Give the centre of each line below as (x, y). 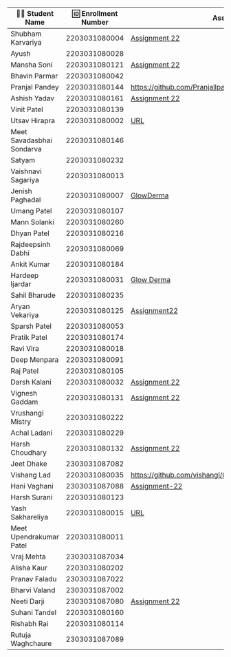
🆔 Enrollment (95, 13)
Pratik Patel (29, 337)
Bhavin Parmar (34, 76)
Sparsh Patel (31, 326)
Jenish (21, 191)
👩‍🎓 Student (35, 13)
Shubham (26, 34)
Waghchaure (31, 644)
